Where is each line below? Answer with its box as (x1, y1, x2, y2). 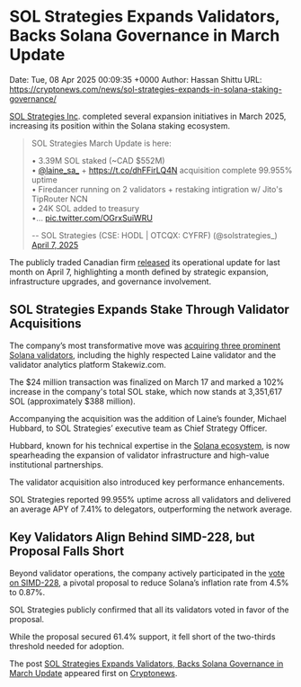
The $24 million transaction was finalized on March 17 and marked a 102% (9, 376, 285, 388)
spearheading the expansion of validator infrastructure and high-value (9, 450, 270, 460)
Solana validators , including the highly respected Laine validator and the (9, 349, 277, 361)
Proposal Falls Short (9, 544, 124, 559)
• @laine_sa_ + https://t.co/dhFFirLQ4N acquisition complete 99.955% (31, 165, 293, 175)
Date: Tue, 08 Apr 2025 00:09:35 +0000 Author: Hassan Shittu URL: (9, 74, 262, 85)
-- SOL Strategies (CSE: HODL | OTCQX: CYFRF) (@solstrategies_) (31, 229, 279, 240)
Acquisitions (9, 317, 83, 332)
